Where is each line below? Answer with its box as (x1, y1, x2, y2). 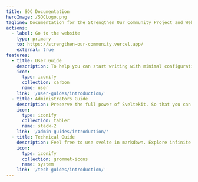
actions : (6, 25, 28, 31)
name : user (21, 85, 49, 91)
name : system (21, 161, 54, 167)
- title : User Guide (11, 58, 62, 63)
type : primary (16, 36, 51, 42)
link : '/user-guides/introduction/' (16, 90, 107, 96)
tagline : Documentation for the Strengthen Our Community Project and (6, 19, 183, 25)
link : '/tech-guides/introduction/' (16, 167, 107, 173)
